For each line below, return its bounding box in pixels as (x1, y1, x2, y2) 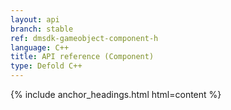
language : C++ (10, 42, 70, 53)
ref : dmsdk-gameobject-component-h (10, 33, 159, 43)
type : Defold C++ (10, 61, 83, 71)
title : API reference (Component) (10, 52, 155, 62)
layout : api (10, 14, 60, 25)
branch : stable (10, 24, 74, 34)
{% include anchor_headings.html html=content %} (10, 89, 222, 100)
